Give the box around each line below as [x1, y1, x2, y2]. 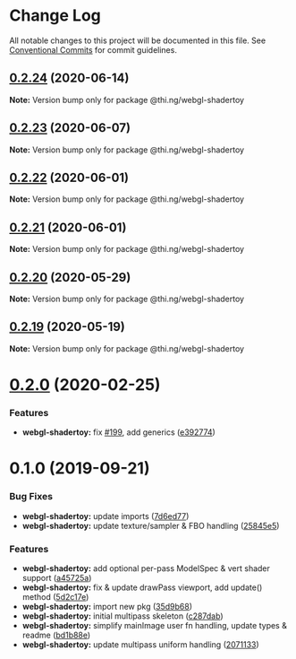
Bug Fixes [9, 490, 54, 503]
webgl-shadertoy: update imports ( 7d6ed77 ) [21, 510, 190, 521]
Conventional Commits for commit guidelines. [9, 44, 177, 55]
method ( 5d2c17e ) [21, 592, 89, 603]
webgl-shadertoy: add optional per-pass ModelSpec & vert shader [21, 563, 271, 574]
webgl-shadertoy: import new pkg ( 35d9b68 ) [21, 602, 193, 612]
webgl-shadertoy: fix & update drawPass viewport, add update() [21, 582, 263, 593]
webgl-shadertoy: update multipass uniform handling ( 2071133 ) [21, 639, 259, 650]
